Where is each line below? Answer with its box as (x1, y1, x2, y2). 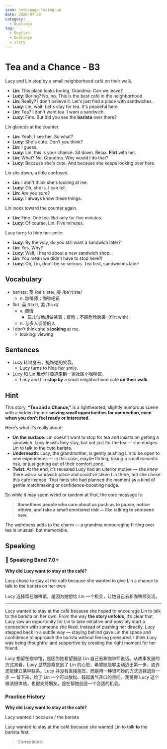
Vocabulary (5, 275, 42, 284)
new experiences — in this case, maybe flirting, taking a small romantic (12, 456, 158, 462)
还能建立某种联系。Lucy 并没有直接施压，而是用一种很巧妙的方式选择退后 (5, 668, 156, 674)
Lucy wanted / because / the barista (5, 714, 80, 720)
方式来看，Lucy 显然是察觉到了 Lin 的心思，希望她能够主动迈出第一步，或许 (5, 662, 160, 668)
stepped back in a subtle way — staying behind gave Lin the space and (5, 629, 151, 635)
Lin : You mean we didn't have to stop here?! (12, 255, 103, 261)
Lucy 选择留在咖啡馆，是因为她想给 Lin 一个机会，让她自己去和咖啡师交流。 (5, 593, 160, 599)
